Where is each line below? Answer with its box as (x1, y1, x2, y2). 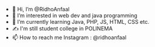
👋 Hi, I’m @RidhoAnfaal (12, 6, 70, 12)
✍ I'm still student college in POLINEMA (12, 25, 113, 32)
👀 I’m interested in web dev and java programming (12, 12, 137, 19)
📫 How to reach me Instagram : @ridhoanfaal (12, 34, 127, 41)
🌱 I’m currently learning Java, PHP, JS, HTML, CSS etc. (12, 18, 150, 25)
